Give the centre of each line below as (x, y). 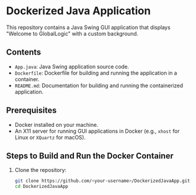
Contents (24, 52)
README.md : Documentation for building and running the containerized (99, 85)
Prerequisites (31, 111)
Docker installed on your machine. (57, 124)
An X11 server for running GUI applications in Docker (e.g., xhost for (97, 131)
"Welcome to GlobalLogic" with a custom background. (72, 33)
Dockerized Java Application (78, 11)
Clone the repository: (41, 170)
